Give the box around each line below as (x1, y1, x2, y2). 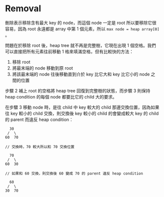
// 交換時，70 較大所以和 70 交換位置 (5, 144, 75, 149)
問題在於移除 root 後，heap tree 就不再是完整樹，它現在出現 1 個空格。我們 (5, 42, 156, 48)
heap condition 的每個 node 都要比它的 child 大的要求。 (5, 94, 117, 99)
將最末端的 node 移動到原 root (12, 65, 73, 71)
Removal (5, 3, 42, 14)
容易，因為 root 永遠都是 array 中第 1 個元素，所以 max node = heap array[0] (5, 25, 160, 32)
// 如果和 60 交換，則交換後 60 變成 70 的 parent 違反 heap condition (5, 171, 143, 176)
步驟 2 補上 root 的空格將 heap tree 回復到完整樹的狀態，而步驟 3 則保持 (5, 88, 150, 94)
